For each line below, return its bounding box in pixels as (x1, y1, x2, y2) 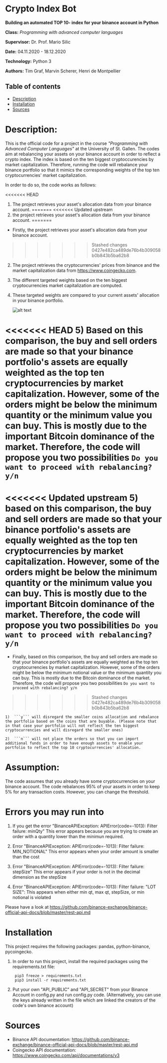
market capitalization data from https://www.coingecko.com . (12, 267, 137, 273)
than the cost (12, 854, 40, 860)
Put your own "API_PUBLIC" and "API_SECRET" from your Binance (12, 986, 148, 992)
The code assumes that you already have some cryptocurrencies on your (5, 778, 156, 784)
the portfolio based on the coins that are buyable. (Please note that (5, 719, 157, 724)
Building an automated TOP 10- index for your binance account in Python (5, 19, 159, 25)
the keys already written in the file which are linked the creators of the (12, 997, 156, 1003)
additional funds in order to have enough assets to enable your (5, 740, 143, 746)
